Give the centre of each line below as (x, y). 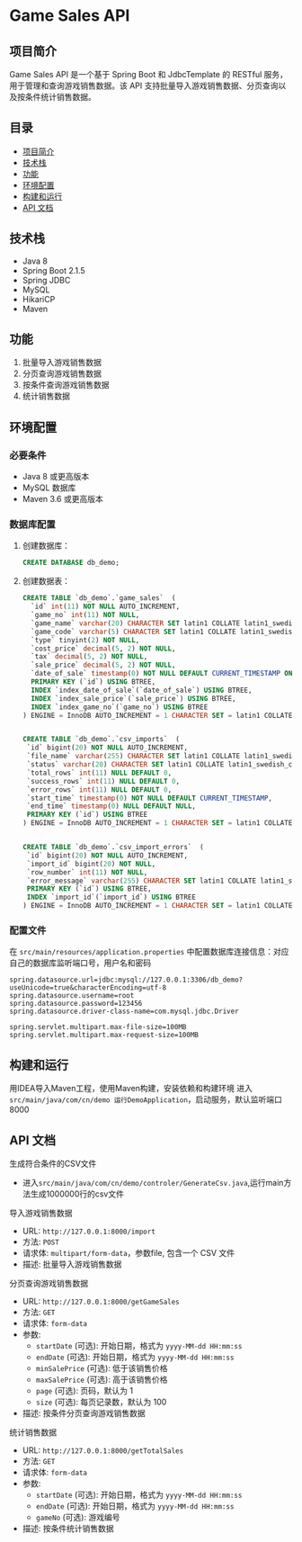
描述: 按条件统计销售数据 (68, 1528)
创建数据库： (46, 546)
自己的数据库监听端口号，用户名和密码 (80, 963)
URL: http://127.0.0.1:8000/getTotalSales (103, 1450)
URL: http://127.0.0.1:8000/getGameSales (101, 1301)
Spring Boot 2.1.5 (53, 270)
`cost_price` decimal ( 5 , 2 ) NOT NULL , (103, 649)
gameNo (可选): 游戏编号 (78, 1517)
